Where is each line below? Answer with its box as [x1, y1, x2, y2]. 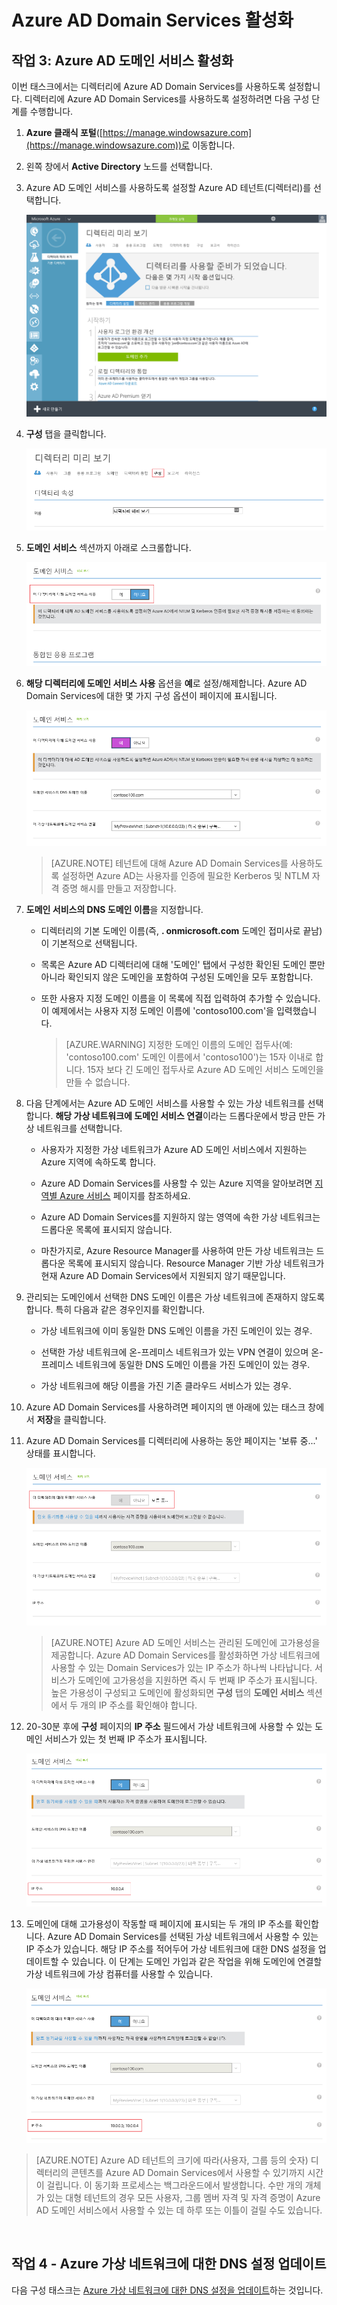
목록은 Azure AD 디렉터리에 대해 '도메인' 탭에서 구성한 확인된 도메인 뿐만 [40, 959, 326, 971]
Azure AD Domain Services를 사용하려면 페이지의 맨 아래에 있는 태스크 [25, 1401, 306, 1413]
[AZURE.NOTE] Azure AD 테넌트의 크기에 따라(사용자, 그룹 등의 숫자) [35, 2154, 309, 2166]
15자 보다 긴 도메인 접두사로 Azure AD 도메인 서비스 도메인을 [87, 1064, 324, 1076]
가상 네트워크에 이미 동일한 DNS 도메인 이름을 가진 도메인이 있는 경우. [40, 1325, 313, 1337]
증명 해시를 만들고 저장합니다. [61, 882, 177, 895]
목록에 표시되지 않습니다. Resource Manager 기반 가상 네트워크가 [67, 1257, 325, 1270]
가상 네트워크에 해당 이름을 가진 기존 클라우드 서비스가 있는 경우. [40, 1380, 292, 1392]
